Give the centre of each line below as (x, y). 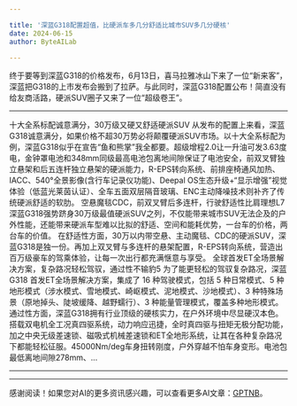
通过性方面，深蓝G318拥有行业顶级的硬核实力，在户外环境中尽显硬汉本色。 (146, 313)
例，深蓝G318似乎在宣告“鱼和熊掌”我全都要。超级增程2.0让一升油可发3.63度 (148, 147)
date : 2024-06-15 (41, 33)
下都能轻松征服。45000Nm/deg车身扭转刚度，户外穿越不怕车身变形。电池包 (148, 347)
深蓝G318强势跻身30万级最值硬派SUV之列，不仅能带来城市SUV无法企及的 (144, 214)
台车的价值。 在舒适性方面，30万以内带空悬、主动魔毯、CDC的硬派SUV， (144, 236)
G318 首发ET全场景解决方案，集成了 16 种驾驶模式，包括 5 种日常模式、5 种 (147, 280)
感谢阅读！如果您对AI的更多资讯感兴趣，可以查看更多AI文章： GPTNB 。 (138, 393)
